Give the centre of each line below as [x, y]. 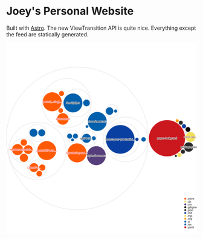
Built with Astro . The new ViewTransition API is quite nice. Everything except [101, 28]
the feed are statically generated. [47, 34]
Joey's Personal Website [70, 11]
